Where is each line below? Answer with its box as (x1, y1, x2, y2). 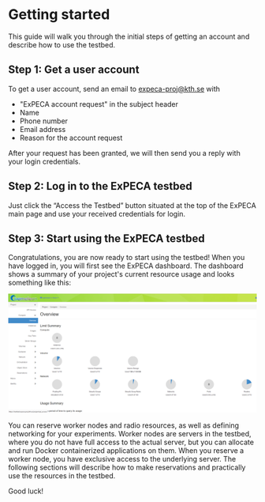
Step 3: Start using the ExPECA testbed (8, 232, 205, 245)
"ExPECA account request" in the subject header (19, 99, 179, 108)
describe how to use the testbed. (8, 40, 116, 49)
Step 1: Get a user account (8, 63, 140, 77)
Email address (19, 124, 66, 134)
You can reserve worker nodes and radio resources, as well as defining (8, 421, 239, 430)
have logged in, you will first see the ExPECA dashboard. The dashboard (8, 261, 244, 270)
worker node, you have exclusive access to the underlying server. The (8, 455, 237, 464)
